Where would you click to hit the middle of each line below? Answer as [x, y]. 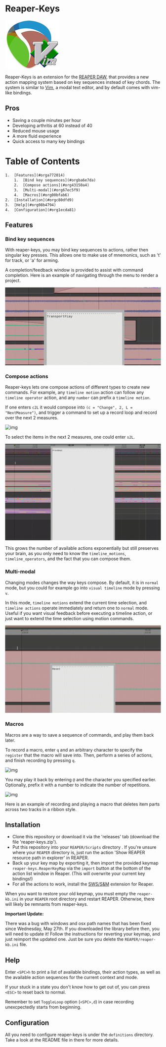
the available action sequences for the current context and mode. [72, 978]
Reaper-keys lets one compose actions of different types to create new [78, 387]
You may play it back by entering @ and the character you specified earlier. [81, 779]
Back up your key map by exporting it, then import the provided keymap [85, 863]
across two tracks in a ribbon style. [41, 809]
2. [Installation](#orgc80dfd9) [40, 200]
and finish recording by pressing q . [40, 760]
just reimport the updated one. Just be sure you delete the [64, 939]
